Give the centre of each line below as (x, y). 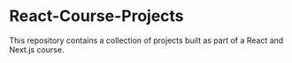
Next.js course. (37, 49)
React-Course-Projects (96, 16)
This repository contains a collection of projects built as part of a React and (146, 40)
